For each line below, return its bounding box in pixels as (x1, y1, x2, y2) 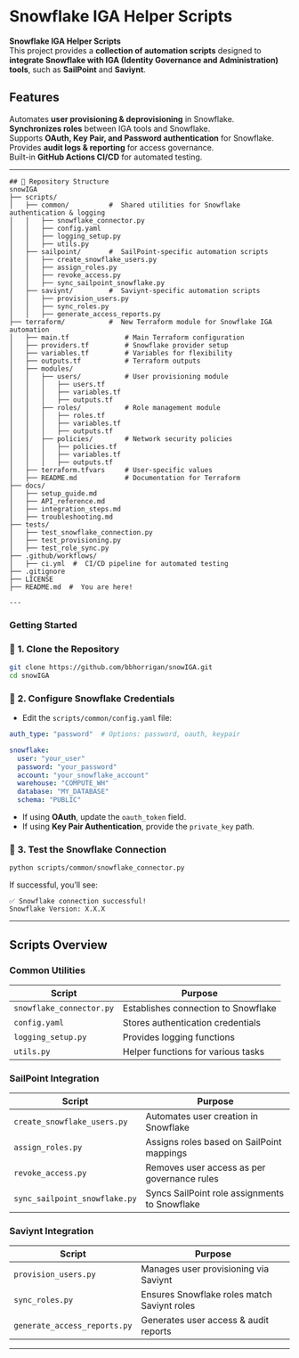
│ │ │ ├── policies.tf (9, 442, 117, 451)
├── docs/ (9, 481, 46, 490)
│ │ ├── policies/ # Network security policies (9, 434, 233, 443)
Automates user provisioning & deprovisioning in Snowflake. (9, 113, 235, 124)
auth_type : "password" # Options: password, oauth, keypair (9, 730, 241, 739)
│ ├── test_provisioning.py (9, 536, 122, 544)
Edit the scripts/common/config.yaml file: (21, 713, 172, 724)
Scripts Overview (9, 937, 109, 953)
